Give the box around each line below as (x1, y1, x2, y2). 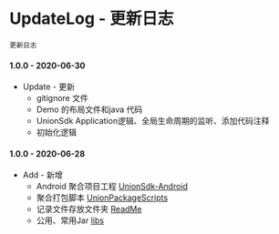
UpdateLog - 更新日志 (9, 8, 174, 29)
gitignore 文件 (36, 93, 88, 104)
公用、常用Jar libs (36, 215, 105, 226)
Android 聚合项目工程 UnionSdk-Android (36, 181, 189, 192)
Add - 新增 (22, 169, 63, 180)
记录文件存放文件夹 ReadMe (36, 204, 142, 215)
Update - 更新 (22, 81, 76, 92)
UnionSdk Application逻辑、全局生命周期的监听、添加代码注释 (36, 116, 270, 127)
